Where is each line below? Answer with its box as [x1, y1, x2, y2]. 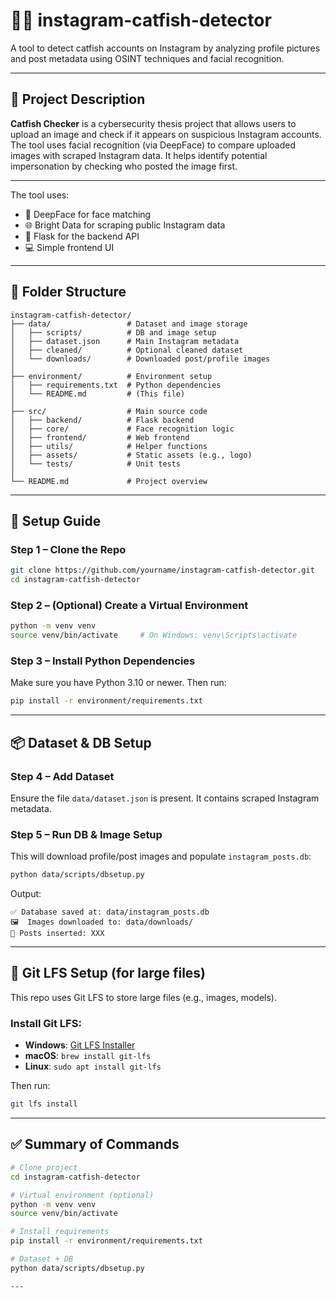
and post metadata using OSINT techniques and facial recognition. [10, 52, 285, 64]
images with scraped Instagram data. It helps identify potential [10, 149, 268, 161]
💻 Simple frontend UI [24, 241, 115, 253]
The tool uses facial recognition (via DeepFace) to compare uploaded [10, 139, 297, 151]
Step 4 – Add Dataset [10, 769, 115, 783]
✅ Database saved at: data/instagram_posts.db [10, 907, 210, 918]
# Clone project [10, 1162, 78, 1173]
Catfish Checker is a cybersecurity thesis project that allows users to [10, 117, 297, 129]
